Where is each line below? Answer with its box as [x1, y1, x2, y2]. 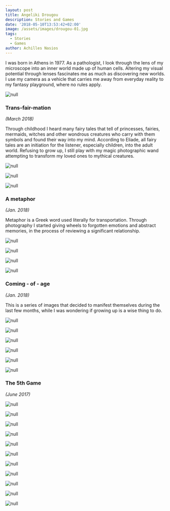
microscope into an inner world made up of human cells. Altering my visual [5, 65, 163, 71]
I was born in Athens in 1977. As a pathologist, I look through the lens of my [5, 59, 164, 66]
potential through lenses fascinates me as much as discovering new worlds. [5, 70, 165, 77]
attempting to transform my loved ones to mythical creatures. [5, 153, 135, 159]
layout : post [5, 7, 33, 13]
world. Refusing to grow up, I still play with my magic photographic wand [5, 147, 159, 154]
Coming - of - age [5, 280, 50, 287]
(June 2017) [5, 391, 31, 397]
